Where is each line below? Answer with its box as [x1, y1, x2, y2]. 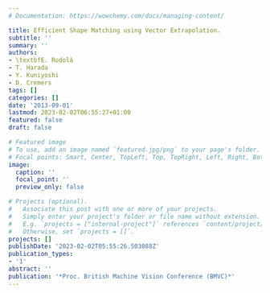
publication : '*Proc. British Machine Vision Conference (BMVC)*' [8, 272, 235, 280]
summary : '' [8, 41, 48, 49]
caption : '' [15, 168, 56, 176]
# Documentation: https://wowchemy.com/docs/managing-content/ [8, 11, 225, 20]
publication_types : [8, 250, 74, 258]
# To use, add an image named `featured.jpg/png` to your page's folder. [8, 146, 261, 154]
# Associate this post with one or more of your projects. [8, 205, 218, 213]
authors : [8, 49, 38, 57]
